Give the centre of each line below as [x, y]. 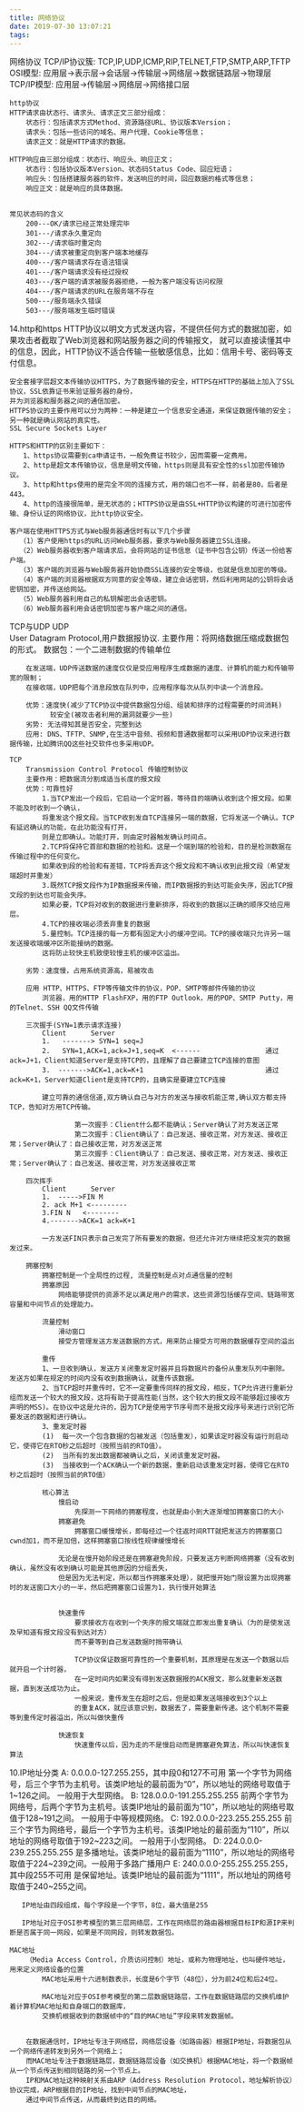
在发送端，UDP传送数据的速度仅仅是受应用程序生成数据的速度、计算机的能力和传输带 [160, 669]
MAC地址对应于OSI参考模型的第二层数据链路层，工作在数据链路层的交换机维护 [166, 1997]
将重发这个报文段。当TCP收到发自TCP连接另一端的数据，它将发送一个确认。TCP [168, 818]
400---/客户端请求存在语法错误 [77, 263]
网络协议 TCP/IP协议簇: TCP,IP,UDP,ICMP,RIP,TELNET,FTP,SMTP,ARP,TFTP [150, 62]
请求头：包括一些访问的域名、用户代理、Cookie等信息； [116, 133]
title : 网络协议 [37, 18]
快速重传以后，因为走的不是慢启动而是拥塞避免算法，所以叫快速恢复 [182, 1745]
